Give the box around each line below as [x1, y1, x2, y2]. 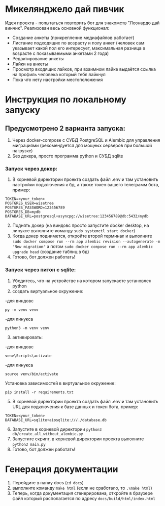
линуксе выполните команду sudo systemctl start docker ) [12, 228, 135, 234]
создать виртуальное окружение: [12, 288, 84, 294]
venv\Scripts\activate [5, 353, 52, 358]
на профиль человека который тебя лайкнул [12, 71, 106, 77]
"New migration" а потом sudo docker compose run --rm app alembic [12, 244, 153, 250]
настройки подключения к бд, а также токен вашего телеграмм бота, [12, 182, 160, 188]
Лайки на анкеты [12, 61, 48, 67]
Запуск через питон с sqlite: [5, 266, 76, 273]
